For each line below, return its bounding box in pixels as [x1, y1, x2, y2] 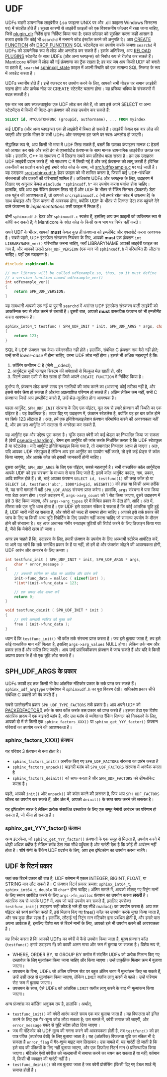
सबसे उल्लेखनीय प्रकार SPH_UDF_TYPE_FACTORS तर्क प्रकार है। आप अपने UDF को [5, 701, 141, 707]
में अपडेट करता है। [5, 70, 36, 76]
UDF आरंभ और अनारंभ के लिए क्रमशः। [5, 547, 69, 553]
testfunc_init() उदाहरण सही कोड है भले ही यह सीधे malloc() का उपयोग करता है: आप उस [5, 903, 159, 909]
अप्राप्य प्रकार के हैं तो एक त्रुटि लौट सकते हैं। [5, 652, 75, 658]
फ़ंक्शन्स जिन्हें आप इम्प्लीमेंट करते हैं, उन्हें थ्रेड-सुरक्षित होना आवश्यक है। [5, 395, 117, 401]
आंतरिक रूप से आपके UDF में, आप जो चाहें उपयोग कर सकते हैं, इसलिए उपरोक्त [5, 898, 131, 904]
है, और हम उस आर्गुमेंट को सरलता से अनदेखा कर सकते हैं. [5, 422, 96, 428]
